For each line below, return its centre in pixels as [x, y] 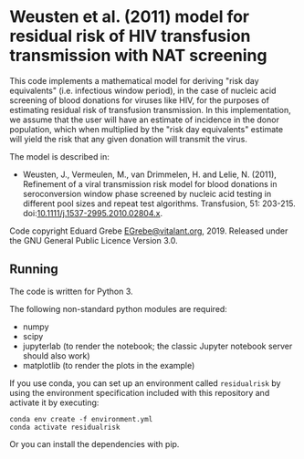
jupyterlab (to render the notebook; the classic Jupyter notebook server [157, 346]
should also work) [56, 355]
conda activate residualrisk [65, 427]
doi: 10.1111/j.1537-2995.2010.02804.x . [92, 213]
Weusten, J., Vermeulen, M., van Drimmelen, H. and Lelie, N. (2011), [149, 174]
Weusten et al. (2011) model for [129, 17]
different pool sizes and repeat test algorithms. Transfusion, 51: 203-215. [159, 203]
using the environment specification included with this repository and [140, 392]
